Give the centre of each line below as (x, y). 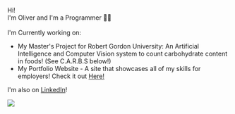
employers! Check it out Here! (61, 76)
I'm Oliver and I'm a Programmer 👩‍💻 (59, 18)
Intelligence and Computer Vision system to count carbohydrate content (122, 53)
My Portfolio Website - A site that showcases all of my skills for (109, 69)
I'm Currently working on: (44, 32)
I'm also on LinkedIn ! (37, 90)
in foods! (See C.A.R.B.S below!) (64, 61)
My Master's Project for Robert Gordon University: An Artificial (108, 46)
